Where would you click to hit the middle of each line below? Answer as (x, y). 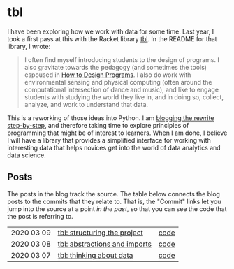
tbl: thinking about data (95, 255)
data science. (27, 155)
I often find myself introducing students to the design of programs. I (122, 59)
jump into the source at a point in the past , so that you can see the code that (117, 209)
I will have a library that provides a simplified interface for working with (109, 140)
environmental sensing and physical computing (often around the (118, 82)
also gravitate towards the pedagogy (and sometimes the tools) (116, 67)
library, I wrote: (29, 46)
